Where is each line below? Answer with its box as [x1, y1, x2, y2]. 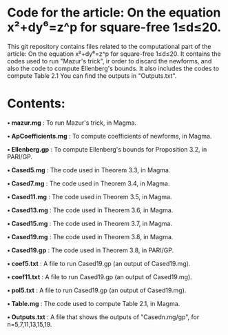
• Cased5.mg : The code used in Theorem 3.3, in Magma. [7, 165, 171, 174]
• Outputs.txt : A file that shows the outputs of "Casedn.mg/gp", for [7, 312, 200, 321]
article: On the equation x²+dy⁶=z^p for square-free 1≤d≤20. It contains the [7, 50, 222, 58]
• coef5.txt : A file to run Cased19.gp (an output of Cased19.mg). [7, 259, 191, 267]
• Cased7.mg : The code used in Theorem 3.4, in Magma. [7, 179, 170, 187]
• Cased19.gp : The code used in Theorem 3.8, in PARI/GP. [7, 246, 174, 254]
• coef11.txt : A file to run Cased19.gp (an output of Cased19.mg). [7, 272, 193, 281]
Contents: [7, 96, 65, 112]
